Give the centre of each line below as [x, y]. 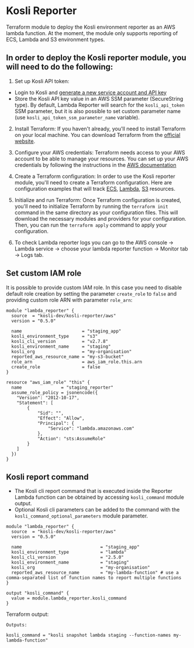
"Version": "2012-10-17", [48, 397]
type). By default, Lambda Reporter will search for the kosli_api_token [100, 105]
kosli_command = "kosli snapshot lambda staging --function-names [89, 635]
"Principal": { [56, 423]
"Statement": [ [35, 403]
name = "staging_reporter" [63, 388]
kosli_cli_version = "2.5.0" [68, 557]
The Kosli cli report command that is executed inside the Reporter [93, 491]
